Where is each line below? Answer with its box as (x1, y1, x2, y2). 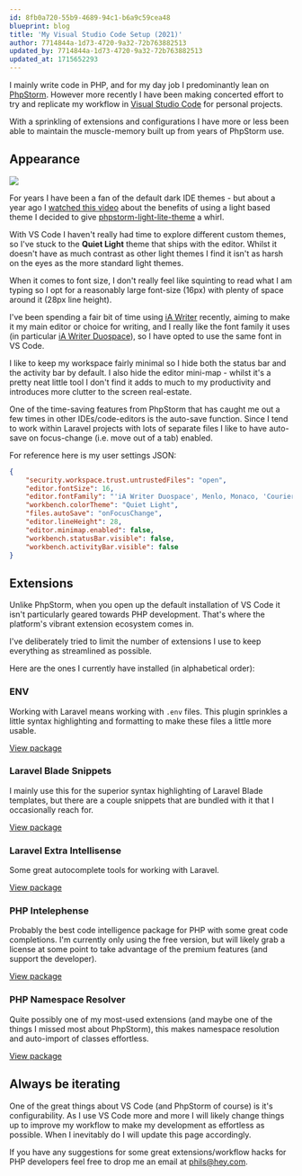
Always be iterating (9, 1076, 120, 1092)
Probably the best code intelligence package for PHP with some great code (9, 925, 289, 936)
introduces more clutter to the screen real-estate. (9, 386, 192, 396)
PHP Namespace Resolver (9, 993, 126, 1006)
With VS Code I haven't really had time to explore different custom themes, (9, 228, 286, 239)
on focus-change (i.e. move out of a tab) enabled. (28, 432, 213, 443)
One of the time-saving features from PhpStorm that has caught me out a (9, 404, 280, 414)
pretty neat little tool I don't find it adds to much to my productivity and (9, 377, 271, 388)
